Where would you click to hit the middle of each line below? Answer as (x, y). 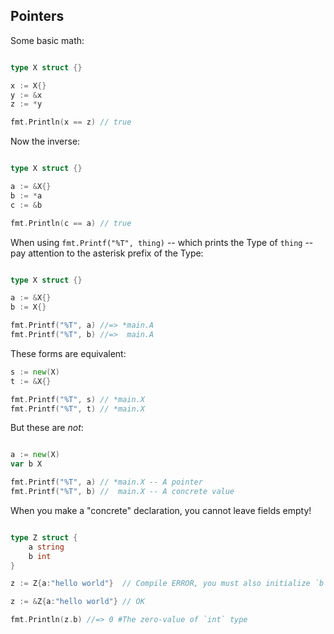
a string (46, 547)
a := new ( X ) (35, 455)
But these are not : (47, 428)
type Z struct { (44, 537)
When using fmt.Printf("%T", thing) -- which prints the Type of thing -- (162, 242)
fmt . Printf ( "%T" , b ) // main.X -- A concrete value (122, 492)
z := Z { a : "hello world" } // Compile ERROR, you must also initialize (160, 584)
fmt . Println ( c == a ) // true (71, 223)
